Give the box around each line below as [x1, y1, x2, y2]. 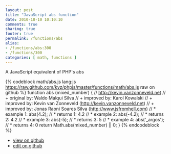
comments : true [5, 21, 38, 27]
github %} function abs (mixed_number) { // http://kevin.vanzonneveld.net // [5, 90, 166, 96]
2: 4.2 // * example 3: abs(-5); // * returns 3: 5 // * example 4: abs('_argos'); [5, 117, 165, 123]
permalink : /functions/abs [5, 36, 63, 41]
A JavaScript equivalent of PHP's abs [5, 69, 84, 75]
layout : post [5, 7, 33, 13]
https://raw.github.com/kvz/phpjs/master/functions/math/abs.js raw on [5, 84, 155, 90]
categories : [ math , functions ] [5, 55, 77, 60]
